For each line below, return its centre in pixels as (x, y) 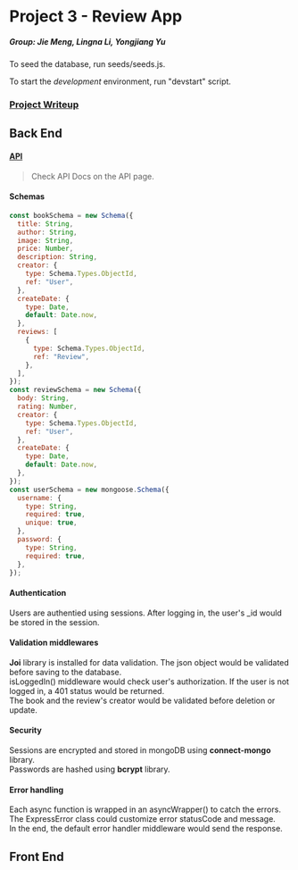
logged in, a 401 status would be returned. (87, 690)
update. (23, 710)
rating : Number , (47, 406)
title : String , (46, 224)
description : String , (58, 257)
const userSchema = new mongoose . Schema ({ (89, 489)
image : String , (46, 240)
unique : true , (51, 523)
